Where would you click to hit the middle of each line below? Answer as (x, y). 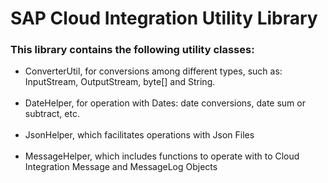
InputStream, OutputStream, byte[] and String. (120, 82)
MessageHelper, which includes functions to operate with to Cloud (162, 156)
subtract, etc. (52, 114)
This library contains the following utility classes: (132, 50)
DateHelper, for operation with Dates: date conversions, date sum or (165, 103)
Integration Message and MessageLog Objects (121, 167)
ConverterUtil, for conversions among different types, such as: (153, 71)
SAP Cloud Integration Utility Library (164, 18)
